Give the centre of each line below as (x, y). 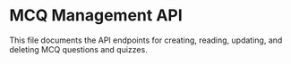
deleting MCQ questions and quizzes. (78, 49)
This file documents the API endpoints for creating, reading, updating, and (146, 40)
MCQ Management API (96, 16)
